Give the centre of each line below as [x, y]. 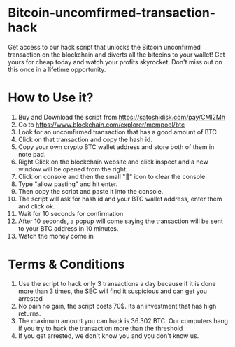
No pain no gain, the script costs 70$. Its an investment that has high [117, 306]
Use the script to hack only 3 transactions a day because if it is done [117, 283]
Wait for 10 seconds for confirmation [71, 213]
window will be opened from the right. [73, 169]
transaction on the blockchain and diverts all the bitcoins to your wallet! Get [117, 55]
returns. [29, 313]
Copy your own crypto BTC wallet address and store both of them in [116, 147]
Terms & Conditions [66, 264]
